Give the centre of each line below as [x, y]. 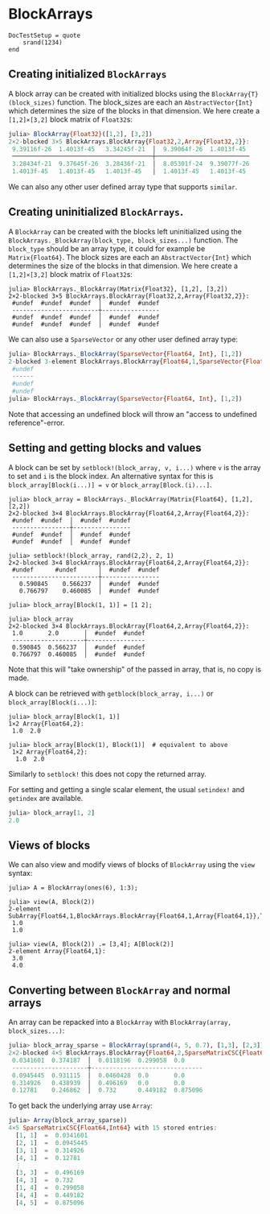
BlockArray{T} [235, 94]
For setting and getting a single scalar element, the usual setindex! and [127, 789]
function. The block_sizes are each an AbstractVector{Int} [155, 102]
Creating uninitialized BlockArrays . [96, 212]
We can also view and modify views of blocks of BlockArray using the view [132, 865]
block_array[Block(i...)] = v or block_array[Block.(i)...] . [110, 485]
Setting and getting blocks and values [105, 448]
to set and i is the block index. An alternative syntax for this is [111, 476]
